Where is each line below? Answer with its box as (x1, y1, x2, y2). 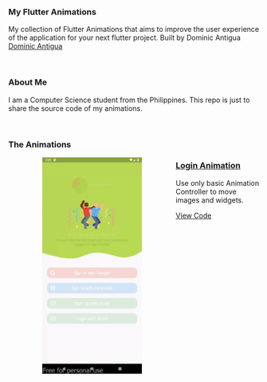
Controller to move (175, 187, 237, 196)
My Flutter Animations (8, 6, 97, 18)
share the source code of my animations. (8, 103, 143, 113)
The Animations (8, 139, 72, 150)
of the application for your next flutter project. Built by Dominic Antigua (8, 33, 241, 42)
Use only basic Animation (175, 178, 260, 187)
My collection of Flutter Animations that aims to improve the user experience (8, 25, 260, 34)
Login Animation (175, 160, 241, 171)
